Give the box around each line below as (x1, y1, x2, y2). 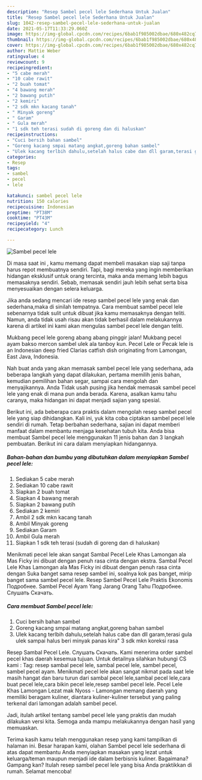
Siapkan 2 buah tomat (15, 488, 70, 495)
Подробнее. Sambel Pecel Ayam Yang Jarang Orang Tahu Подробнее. (7, 582, 183, 590)
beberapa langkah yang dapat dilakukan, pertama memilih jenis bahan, (7, 370, 182, 378)
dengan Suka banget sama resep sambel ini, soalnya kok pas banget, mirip (7, 570, 192, 577)
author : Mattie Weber (7, 48, 61, 54)
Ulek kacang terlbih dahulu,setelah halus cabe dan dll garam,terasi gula (15, 630, 192, 638)
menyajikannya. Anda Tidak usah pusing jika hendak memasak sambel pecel (7, 384, 196, 391)
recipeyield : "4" (7, 220, 50, 227)
